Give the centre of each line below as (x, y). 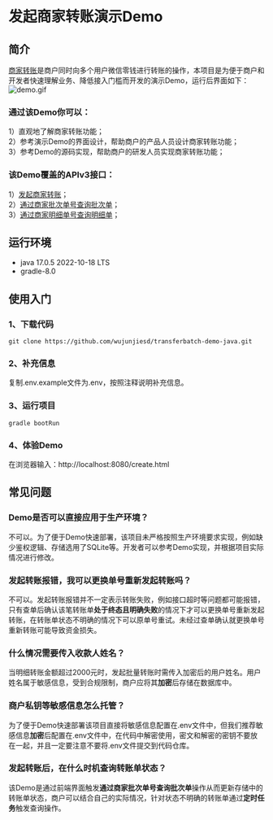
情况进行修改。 (33, 557)
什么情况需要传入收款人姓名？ (67, 653)
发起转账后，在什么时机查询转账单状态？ (87, 768)
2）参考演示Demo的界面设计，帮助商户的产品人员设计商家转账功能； (124, 142)
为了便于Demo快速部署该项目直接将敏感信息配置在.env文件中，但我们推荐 (132, 725)
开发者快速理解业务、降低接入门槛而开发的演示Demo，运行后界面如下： (129, 81)
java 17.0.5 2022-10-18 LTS (65, 263)
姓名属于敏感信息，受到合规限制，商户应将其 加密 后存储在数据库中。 (122, 683)
